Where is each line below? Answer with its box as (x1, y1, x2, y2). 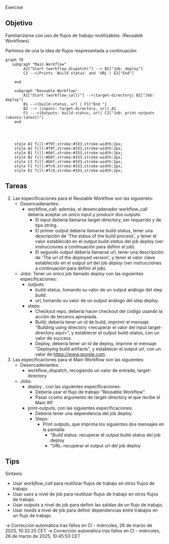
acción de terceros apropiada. (35, 313, 98, 319)
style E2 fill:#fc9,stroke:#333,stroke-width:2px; (14, 168, 123, 173)
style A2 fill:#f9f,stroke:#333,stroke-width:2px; (14, 146, 123, 151)
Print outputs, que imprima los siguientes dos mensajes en (42, 421, 164, 427)
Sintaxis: (5, 471, 23, 477)
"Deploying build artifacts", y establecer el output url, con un (35, 346, 161, 352)
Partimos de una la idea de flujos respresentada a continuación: (5, 48, 138, 54)
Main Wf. (35, 399, 54, 405)
